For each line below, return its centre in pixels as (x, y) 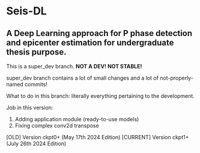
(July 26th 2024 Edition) (36, 143)
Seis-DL (26, 11)
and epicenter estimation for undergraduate (90, 42)
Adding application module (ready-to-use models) (77, 119)
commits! (36, 84)
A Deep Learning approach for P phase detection (99, 33)
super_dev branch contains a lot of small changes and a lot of (83, 78)
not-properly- (177, 78)
